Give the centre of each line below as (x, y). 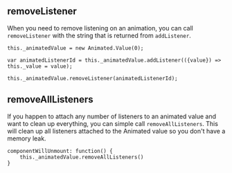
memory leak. (27, 138)
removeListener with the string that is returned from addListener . (99, 35)
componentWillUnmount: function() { (60, 151)
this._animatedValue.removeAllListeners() (82, 157)
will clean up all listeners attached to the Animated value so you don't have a (116, 131)
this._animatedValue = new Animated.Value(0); (75, 48)
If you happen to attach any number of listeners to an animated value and (112, 116)
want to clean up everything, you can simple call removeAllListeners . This (113, 123)
